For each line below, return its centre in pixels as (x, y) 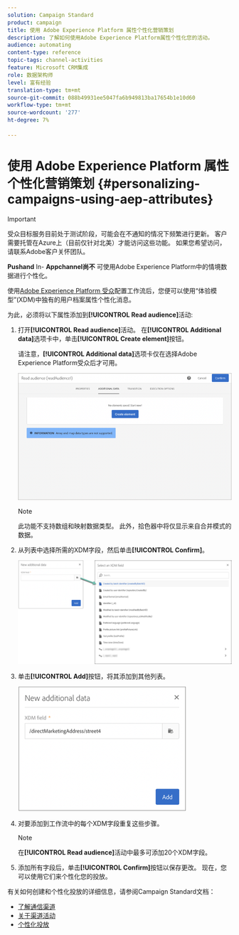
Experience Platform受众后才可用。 (69, 362)
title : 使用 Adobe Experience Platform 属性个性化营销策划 (91, 30)
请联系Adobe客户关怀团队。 (48, 251)
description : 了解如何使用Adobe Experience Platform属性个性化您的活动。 (110, 38)
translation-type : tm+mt (44, 90)
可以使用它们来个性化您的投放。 (64, 877)
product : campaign (34, 22)
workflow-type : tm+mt (39, 105)
